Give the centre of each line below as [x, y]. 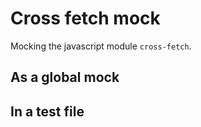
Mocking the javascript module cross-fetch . [101, 46]
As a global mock [65, 77]
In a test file [47, 111]
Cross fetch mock [85, 18]
